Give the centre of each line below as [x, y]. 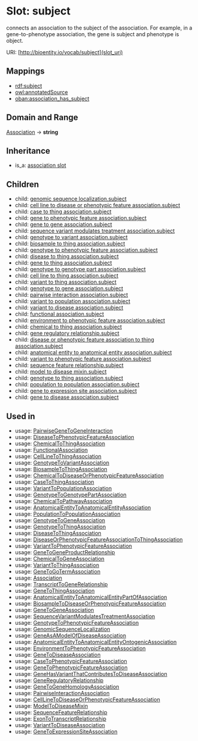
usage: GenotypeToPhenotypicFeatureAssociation [77, 623]
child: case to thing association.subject [63, 211]
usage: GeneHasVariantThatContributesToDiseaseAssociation [91, 674]
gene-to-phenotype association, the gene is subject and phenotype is [93, 34]
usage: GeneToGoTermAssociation [58, 571]
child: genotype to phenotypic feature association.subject [86, 250]
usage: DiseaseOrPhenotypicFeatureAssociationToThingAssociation [99, 539]
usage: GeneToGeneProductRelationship [65, 552]
